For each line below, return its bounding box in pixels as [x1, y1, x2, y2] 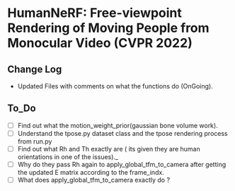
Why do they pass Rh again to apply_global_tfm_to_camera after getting [17, 161, 227, 168]
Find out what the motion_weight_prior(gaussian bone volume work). [17, 121, 218, 129]
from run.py [17, 137, 52, 146]
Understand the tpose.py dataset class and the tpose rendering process [17, 129, 228, 137]
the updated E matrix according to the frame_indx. [17, 168, 164, 177]
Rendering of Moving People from [7, 20, 210, 36]
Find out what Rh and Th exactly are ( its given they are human [17, 144, 200, 153]
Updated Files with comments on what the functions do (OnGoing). [17, 82, 214, 90]
